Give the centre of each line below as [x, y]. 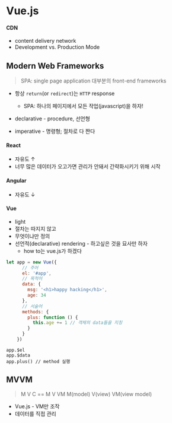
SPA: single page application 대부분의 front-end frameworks [93, 81]
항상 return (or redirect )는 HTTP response [65, 94]
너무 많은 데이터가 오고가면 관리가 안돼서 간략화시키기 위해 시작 [87, 167]
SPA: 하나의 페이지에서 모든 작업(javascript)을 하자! [83, 106]
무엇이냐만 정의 [32, 236]
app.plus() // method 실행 [38, 361]
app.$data [18, 355]
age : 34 [37, 295]
